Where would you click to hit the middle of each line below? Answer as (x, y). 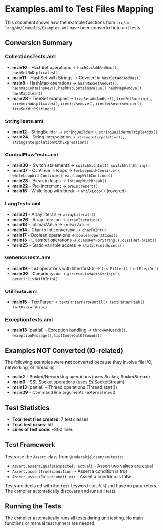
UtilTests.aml (21, 291)
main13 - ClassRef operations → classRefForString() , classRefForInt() (84, 240)
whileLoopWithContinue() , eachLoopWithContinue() (62, 175)
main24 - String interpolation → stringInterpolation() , (68, 137)
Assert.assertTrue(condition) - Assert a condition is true (70, 471)
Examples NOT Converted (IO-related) (64, 350)
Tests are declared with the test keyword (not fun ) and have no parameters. (81, 486)
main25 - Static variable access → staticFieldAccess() (68, 245)
